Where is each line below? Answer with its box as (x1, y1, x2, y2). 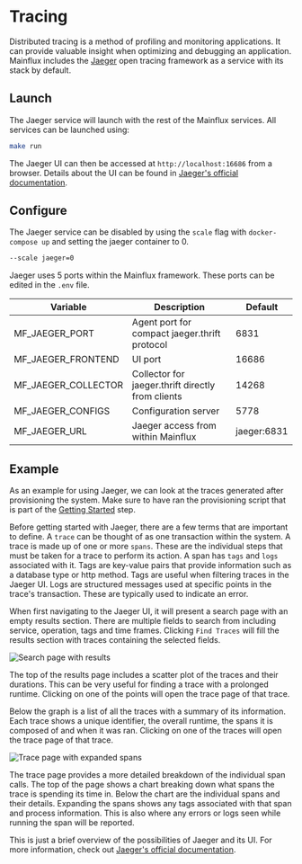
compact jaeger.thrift (131, 327, 221, 340)
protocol (131, 339, 168, 352)
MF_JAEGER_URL (13, 425, 87, 438)
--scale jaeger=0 (9, 254, 75, 263)
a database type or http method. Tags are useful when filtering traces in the (9, 569, 289, 581)
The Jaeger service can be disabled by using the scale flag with (9, 227, 247, 237)
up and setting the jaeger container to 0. (41, 236, 189, 247)
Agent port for (131, 316, 191, 329)
